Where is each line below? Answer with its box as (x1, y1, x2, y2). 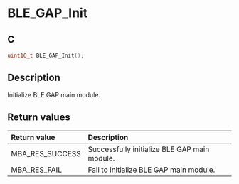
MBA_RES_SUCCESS (11, 148, 81, 158)
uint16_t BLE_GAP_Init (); (7, 52, 84, 59)
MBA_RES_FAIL (11, 165, 63, 175)
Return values (7, 112, 71, 124)
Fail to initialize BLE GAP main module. (87, 165, 216, 175)
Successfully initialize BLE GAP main (87, 144, 210, 154)
